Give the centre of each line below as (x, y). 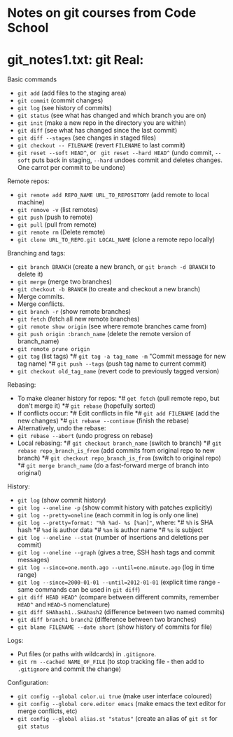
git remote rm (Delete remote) (61, 232)
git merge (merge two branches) (64, 281)
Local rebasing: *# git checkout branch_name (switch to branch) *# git (119, 443)
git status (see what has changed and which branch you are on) (112, 115)
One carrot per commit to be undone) (71, 168)
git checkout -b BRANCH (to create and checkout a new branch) (109, 289)
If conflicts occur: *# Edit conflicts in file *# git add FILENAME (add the (119, 413)
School (28, 28)
